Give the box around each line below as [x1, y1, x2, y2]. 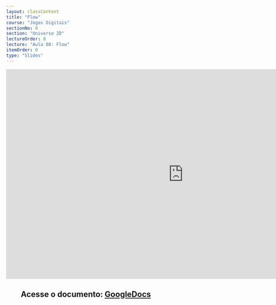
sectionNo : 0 [6, 25, 38, 31]
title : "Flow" [6, 14, 41, 20]
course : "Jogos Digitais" [6, 19, 70, 25]
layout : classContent [6, 8, 60, 15]
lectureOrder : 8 [6, 36, 46, 42]
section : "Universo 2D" [6, 31, 65, 37]
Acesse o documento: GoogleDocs [20, 290, 152, 300]
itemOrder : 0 [6, 47, 38, 53]
